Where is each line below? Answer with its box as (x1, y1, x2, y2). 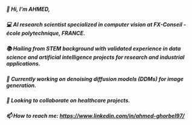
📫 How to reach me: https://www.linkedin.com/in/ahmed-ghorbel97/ (6, 112, 185, 120)
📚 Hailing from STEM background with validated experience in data (6, 45, 181, 52)
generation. (6, 82, 37, 89)
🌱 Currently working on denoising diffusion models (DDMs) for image (6, 75, 184, 82)
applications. (6, 60, 40, 67)
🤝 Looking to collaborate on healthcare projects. (6, 97, 130, 104)
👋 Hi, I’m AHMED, (6, 5, 50, 13)
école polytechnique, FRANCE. (6, 29, 86, 37)
